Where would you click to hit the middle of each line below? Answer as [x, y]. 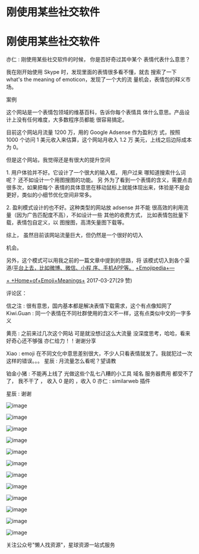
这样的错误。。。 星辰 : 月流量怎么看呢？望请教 [61, 361]
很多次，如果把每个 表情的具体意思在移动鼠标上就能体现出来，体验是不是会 [98, 188]
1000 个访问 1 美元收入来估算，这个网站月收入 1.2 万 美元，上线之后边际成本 [99, 140]
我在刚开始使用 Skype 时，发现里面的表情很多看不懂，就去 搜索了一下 [91, 72]
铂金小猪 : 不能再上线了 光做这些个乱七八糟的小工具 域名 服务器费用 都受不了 [100, 374]
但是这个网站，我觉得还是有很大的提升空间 [58, 160]
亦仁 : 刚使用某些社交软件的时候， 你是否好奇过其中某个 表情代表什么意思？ [98, 60]
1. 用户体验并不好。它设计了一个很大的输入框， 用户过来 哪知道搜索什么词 [96, 173]
